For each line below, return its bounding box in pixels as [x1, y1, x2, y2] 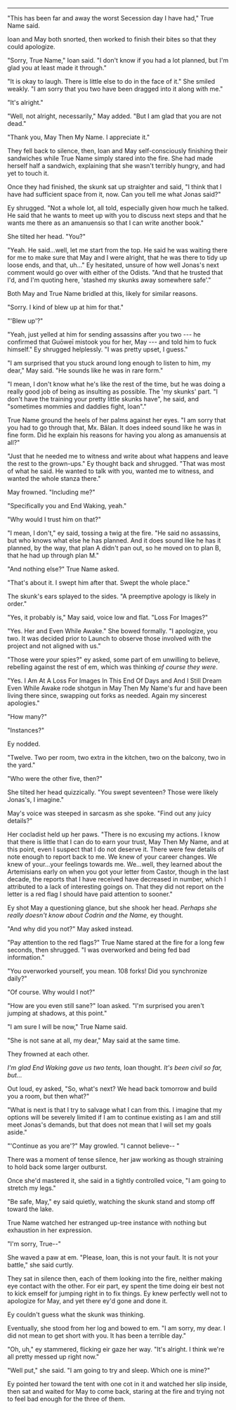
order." [7, 600, 27, 608]
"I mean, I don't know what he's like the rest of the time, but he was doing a [7, 380, 226, 388]
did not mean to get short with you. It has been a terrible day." [7, 1331, 186, 1340]
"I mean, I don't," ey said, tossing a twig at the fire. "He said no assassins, [7, 529, 221, 537]
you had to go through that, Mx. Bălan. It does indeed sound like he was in [7, 423, 222, 432]
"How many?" [7, 713, 48, 720]
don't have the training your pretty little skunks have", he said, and [7, 395, 199, 403]
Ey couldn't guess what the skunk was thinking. [7, 1310, 145, 1319]
